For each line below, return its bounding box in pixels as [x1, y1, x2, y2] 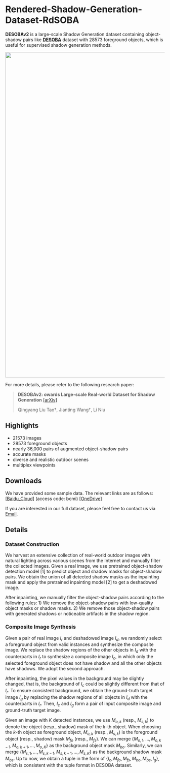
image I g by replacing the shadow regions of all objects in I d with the [5, 694, 148, 701]
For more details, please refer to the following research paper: [5, 381, 135, 387]
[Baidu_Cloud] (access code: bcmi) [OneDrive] [5, 496, 102, 502]
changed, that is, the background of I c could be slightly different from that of [5, 681, 164, 688]
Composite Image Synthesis [5, 624, 76, 631]
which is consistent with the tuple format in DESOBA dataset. [5, 762, 133, 768]
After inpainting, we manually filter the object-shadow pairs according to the [5, 595, 164, 601]
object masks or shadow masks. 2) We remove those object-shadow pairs [5, 605, 160, 611]
